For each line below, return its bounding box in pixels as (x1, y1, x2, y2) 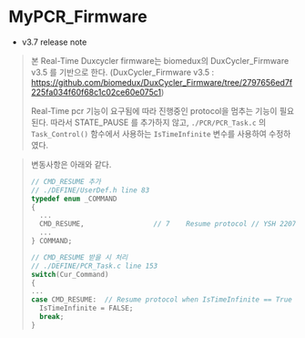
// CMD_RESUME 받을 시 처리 (30, 252, 128, 261)
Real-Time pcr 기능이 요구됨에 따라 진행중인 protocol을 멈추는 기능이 (30, 105, 278, 116)
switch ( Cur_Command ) (30, 270, 109, 279)
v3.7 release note (21, 36, 87, 47)
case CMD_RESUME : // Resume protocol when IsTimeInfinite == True (30, 295, 292, 304)
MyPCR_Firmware (8, 6, 147, 27)
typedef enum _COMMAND (30, 194, 117, 203)
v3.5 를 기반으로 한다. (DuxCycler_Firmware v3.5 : (30, 67, 215, 77)
